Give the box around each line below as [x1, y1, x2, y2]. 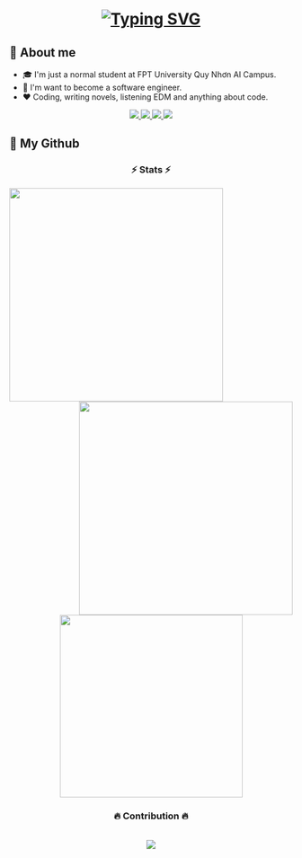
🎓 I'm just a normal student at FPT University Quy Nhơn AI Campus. [22, 69, 277, 80]
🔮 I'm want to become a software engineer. [22, 82, 182, 93]
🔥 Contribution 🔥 [113, 809, 189, 822]
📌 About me [9, 45, 76, 60]
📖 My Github [9, 136, 80, 152]
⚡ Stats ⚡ [130, 164, 172, 176]
